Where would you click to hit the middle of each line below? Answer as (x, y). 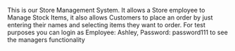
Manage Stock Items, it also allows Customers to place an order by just (110, 17)
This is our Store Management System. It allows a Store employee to (106, 10)
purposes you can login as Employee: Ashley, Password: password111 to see (118, 32)
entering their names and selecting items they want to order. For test (107, 25)
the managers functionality (46, 40)
